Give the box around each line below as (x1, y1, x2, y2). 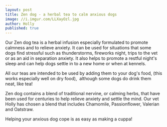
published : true (5, 26, 39, 31)
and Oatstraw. (5, 107, 34, 113)
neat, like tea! (5, 81, 33, 87)
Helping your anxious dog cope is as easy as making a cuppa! (5, 116, 133, 122)
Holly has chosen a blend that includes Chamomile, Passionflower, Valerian (5, 101, 160, 107)
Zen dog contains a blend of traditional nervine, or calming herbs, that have (5, 91, 161, 97)
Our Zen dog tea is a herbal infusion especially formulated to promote (5, 39, 149, 45)
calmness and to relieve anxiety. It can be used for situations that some (5, 45, 152, 51)
